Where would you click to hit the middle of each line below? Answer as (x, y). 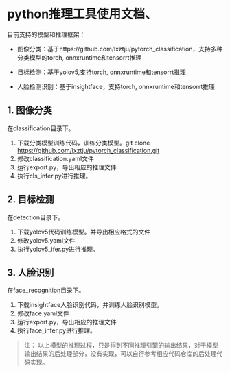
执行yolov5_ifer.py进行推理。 (58, 249)
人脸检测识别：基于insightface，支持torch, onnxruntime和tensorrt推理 (116, 86)
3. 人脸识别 (31, 273)
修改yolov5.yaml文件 (46, 240)
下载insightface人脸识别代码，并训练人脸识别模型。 (90, 305)
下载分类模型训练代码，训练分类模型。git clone (83, 143)
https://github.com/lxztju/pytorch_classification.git (88, 150)
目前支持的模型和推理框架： (46, 34)
